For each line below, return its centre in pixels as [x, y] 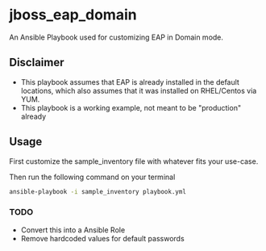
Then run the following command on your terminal [92, 177]
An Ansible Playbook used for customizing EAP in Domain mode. [116, 37]
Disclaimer [37, 63]
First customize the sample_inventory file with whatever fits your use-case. [134, 161]
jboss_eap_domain [73, 15]
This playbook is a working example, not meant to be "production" [131, 107]
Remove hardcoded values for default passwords [102, 238]
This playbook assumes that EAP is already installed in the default [130, 82]
